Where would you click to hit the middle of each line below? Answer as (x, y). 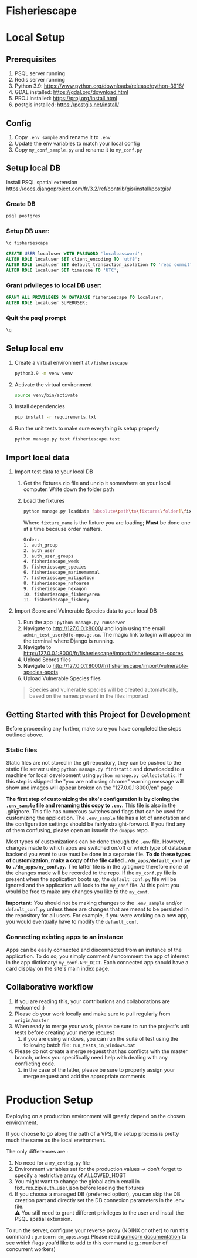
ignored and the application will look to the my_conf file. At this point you (93, 886)
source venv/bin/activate (46, 395)
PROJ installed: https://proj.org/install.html (66, 99)
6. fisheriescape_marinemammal (62, 573)
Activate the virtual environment (53, 384)
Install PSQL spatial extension (42, 182)
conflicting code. (35, 1064)
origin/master (32, 1020)
